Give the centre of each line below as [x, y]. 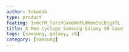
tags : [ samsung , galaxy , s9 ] [43, 34]
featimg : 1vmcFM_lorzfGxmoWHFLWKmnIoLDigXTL [63, 23]
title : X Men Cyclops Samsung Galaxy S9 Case [64, 28]
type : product [24, 17]
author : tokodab [27, 12]
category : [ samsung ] [32, 39]
